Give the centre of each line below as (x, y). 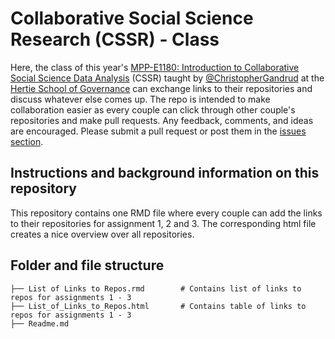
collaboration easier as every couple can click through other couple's (153, 109)
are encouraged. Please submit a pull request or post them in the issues (158, 131)
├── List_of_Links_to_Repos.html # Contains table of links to (158, 306)
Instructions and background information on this (165, 173)
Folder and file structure (87, 265)
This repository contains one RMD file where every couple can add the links (166, 213)
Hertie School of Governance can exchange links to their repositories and (161, 88)
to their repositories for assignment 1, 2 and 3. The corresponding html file (163, 223)
